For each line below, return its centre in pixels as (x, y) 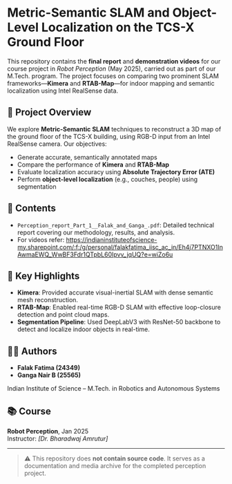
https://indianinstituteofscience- (112, 239)
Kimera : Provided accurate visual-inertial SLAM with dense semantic (115, 292)
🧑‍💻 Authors (32, 351)
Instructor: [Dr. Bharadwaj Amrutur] (58, 438)
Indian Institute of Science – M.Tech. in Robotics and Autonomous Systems (114, 389)
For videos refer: (41, 239)
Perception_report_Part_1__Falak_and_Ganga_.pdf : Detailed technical (116, 225)
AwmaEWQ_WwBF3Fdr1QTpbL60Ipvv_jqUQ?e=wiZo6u (95, 254)
